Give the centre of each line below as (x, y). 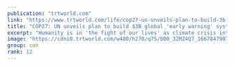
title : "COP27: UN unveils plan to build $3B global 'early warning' (110, 26)
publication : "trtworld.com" (49, 13)
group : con (23, 45)
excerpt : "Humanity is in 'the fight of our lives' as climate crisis (112, 33)
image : (17, 39)
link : (15, 20)
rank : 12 (20, 52)
